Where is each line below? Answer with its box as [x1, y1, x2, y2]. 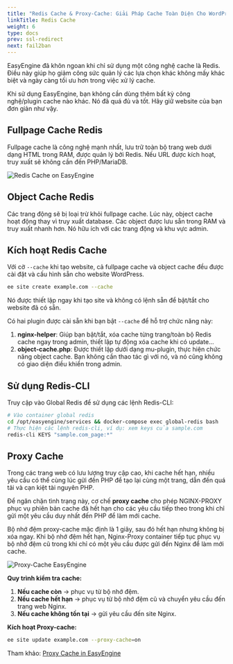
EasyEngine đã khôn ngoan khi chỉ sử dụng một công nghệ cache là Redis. [7, 62, 221, 69]
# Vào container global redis [7, 412, 95, 419]
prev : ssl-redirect [7, 36, 64, 43]
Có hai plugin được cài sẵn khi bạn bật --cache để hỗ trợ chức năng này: [7, 317, 214, 325]
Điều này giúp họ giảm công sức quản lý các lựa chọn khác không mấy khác [7, 69, 225, 77]
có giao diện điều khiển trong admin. [17, 360, 123, 368]
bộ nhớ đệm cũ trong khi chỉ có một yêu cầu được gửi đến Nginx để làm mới [7, 540, 224, 548]
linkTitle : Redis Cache [7, 17, 76, 24]
